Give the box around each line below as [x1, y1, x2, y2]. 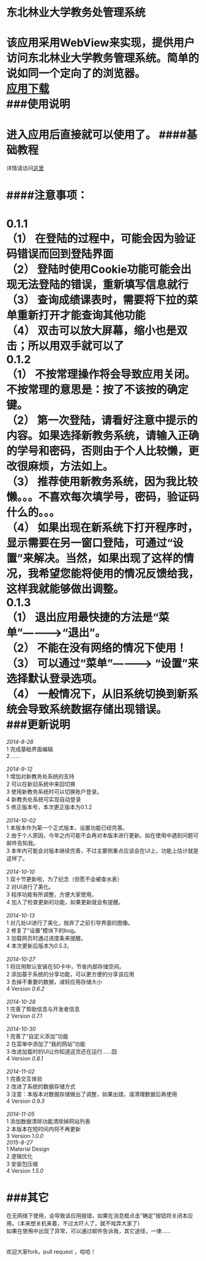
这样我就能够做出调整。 [6, 582, 125, 596]
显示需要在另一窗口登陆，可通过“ [6, 536, 173, 550]
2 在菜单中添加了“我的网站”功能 [6, 1040, 86, 1048]
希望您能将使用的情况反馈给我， [39, 567, 200, 580]
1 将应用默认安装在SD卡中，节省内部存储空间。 [6, 963, 125, 970]
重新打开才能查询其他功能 [17, 308, 146, 322]
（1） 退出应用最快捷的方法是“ [6, 610, 159, 624]
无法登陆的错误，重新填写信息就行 [17, 277, 189, 291]
